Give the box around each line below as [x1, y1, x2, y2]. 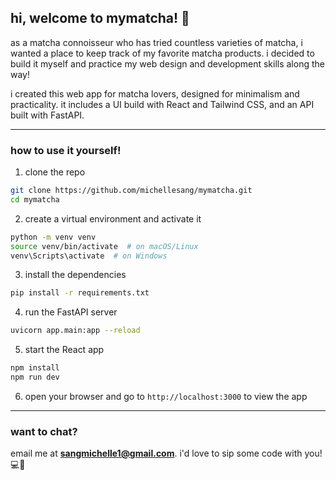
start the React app [24, 344, 105, 356]
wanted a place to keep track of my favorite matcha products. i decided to [10, 47, 315, 59]
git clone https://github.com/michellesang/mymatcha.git [10, 186, 253, 196]
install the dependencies [24, 269, 127, 281]
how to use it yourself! [10, 143, 122, 157]
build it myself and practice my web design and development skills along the [10, 57, 325, 70]
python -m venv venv [10, 232, 97, 242]
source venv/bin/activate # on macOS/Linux [10, 241, 199, 251]
